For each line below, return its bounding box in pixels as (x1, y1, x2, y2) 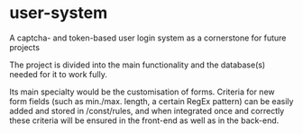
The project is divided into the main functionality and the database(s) (9, 59, 266, 70)
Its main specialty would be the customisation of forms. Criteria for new (9, 86, 275, 97)
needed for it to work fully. (9, 68, 108, 79)
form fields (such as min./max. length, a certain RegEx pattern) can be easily (9, 95, 294, 106)
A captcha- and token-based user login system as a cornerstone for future (9, 32, 287, 43)
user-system (9, 3, 108, 23)
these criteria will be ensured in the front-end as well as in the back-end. (9, 115, 280, 126)
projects (9, 41, 41, 52)
